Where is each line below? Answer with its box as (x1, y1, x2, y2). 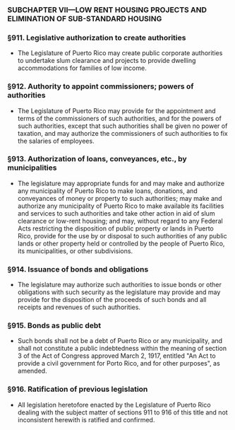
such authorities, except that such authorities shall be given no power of (17, 122, 228, 130)
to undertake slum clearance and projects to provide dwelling (17, 57, 196, 65)
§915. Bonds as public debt (7, 320, 102, 330)
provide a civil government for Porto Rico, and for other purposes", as (17, 359, 220, 368)
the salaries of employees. (17, 136, 95, 145)
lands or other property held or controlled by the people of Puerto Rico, (17, 239, 225, 248)
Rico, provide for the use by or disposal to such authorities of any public (17, 231, 227, 240)
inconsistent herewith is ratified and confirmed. (17, 415, 155, 424)
